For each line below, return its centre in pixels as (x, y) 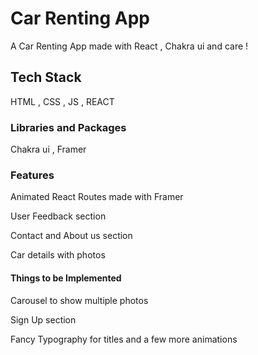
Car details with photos (58, 255)
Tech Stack (46, 77)
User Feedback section (58, 216)
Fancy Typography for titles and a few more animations (124, 339)
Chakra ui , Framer (48, 149)
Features (32, 175)
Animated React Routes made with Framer (97, 197)
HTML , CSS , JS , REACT (62, 101)
